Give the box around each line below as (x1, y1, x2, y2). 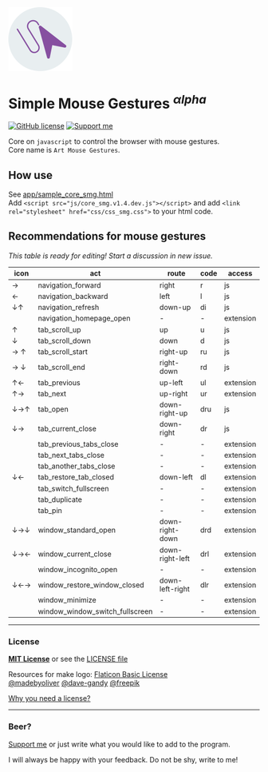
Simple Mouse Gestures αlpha (8, 92, 207, 113)
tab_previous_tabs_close (37, 439, 119, 448)
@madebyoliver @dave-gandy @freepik (8, 678, 140, 688)
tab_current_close (37, 424, 97, 433)
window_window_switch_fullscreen (37, 607, 153, 616)
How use (8, 168, 53, 182)
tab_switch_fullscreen (37, 483, 109, 493)
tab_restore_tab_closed (37, 472, 114, 482)
